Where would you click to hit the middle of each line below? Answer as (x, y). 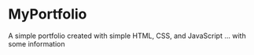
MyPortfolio (48, 14)
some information (37, 43)
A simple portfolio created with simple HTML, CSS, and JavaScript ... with (127, 36)
